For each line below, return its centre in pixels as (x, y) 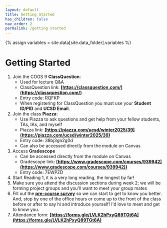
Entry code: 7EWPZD (41, 172)
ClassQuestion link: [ (41, 87)
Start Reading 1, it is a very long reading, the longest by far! (73, 177)
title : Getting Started (30, 14)
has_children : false (27, 19)
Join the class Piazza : (35, 114)
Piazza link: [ (33, 130)
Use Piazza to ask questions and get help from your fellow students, (90, 119)
